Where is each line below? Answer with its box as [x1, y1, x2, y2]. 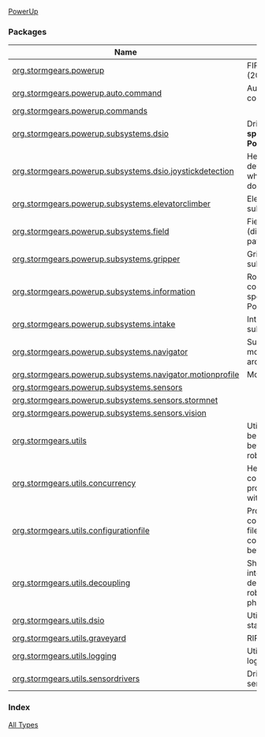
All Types [8, 720, 39, 729]
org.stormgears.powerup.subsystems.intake [12, 319, 176, 330]
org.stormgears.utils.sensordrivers [12, 673, 140, 684]
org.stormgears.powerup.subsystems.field [12, 226, 170, 237]
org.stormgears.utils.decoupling [12, 577, 131, 588]
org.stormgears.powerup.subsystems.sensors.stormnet [12, 395, 218, 406]
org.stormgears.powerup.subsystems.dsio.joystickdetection [12, 166, 234, 177]
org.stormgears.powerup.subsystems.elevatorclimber [12, 198, 211, 209]
